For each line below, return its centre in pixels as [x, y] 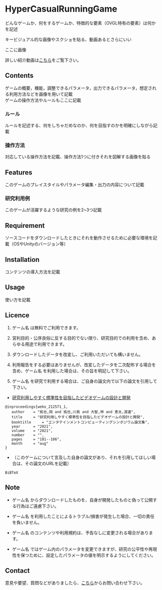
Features [19, 172]
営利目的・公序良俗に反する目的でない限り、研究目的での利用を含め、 [82, 338]
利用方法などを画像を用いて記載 [41, 94]
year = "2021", [32, 426]
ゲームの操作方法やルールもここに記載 [43, 100]
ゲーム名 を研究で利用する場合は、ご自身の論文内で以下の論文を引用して [84, 381]
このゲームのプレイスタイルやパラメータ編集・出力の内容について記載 [75, 185]
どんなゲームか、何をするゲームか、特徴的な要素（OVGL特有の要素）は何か [81, 23]
